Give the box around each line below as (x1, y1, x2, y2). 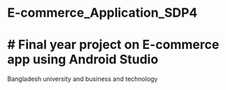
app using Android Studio (7, 52, 159, 68)
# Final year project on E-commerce (7, 37, 220, 53)
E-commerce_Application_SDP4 (7, 5, 198, 21)
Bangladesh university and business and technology (7, 75, 158, 83)
